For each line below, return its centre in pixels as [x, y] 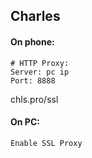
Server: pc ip [40, 72]
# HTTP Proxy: [40, 63]
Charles [35, 16]
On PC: [25, 122]
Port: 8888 [33, 80]
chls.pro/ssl [34, 99]
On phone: [32, 41]
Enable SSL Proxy [46, 143]
